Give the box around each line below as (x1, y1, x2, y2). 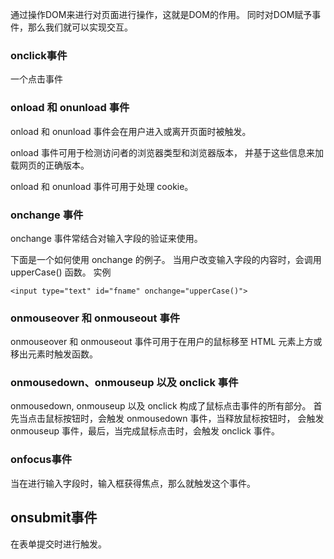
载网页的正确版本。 (10, 159, 90, 171)
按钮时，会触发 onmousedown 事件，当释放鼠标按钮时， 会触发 (62, 413, 325, 425)
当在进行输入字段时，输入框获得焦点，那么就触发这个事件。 (10, 477, 256, 489)
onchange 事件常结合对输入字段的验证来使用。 (10, 232, 203, 244)
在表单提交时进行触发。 (10, 538, 107, 550)
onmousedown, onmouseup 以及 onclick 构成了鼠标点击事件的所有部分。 (10, 400, 312, 412)
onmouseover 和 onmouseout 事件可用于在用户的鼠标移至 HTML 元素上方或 (10, 336, 323, 348)
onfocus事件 (10, 453, 73, 467)
